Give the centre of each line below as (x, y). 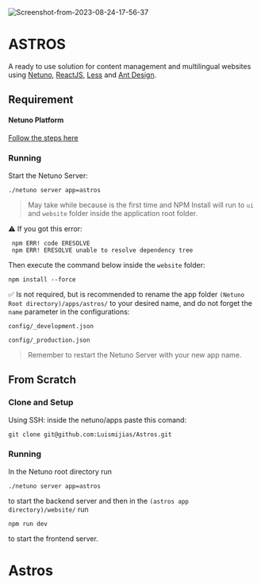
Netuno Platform (36, 120)
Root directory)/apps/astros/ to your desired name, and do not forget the (130, 303)
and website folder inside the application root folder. (113, 213)
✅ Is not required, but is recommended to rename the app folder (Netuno (127, 294)
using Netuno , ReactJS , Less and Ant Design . (83, 75)
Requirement (41, 100)
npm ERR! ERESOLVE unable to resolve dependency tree (102, 250)
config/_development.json (51, 326)
